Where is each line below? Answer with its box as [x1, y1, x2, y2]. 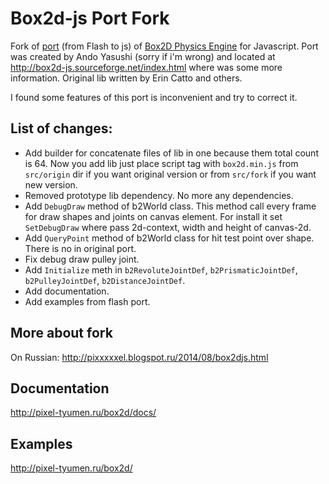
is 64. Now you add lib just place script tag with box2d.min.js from [24, 157, 299, 169]
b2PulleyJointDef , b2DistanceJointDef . [24, 274, 186, 286]
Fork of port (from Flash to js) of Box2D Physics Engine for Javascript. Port [10, 40, 319, 52]
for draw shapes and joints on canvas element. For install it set [24, 210, 283, 222]
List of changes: [10, 120, 113, 137]
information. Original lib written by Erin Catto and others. [10, 72, 243, 84]
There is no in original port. [24, 242, 137, 254]
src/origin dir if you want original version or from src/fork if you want [24, 168, 317, 180]
